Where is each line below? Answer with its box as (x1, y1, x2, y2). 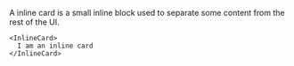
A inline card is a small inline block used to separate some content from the (9, 8, 285, 18)
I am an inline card (17, 41, 94, 50)
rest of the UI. (9, 17, 60, 27)
